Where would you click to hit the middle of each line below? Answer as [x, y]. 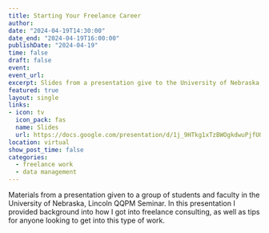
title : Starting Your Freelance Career [75, 16]
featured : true [34, 90]
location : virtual [39, 142]
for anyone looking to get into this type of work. [87, 220]
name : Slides [37, 127]
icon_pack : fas [41, 120]
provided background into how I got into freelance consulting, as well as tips [134, 212]
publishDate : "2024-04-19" [53, 46]
